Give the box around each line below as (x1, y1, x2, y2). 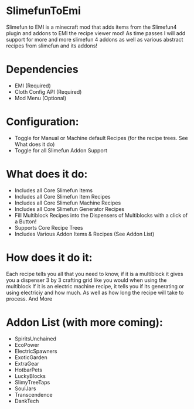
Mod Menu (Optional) (14, 94, 67, 101)
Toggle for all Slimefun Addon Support (14, 146, 107, 154)
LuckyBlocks (14, 372, 46, 379)
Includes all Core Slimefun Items (14, 186, 93, 194)
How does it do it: (6, 251, 93, 264)
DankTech (14, 397, 39, 404)
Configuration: (6, 115, 79, 128)
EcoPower (14, 341, 40, 348)
